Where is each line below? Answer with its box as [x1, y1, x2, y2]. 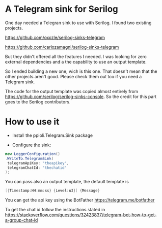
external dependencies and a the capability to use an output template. [5, 59, 147, 65]
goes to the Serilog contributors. [5, 98, 71, 104]
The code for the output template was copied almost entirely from [5, 88, 138, 94]
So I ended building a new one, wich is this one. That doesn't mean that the [5, 68, 158, 74]
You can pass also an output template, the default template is [5, 179, 129, 185]
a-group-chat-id [5, 217, 38, 223]
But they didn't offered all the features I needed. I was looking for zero [5, 53, 147, 60]
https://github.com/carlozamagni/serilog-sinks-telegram [5, 44, 119, 50]
